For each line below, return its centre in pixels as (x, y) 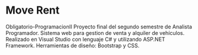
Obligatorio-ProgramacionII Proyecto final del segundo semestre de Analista (99, 27)
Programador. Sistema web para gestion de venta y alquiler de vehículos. (95, 33)
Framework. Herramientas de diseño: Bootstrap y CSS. (73, 46)
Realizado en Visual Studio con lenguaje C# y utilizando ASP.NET (86, 39)
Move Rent (33, 10)
